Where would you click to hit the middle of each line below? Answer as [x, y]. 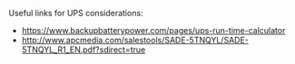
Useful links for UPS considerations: [76, 13]
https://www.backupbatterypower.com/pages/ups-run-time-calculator [153, 30]
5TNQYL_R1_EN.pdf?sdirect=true [84, 50]
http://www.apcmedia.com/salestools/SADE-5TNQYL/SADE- [135, 40]
